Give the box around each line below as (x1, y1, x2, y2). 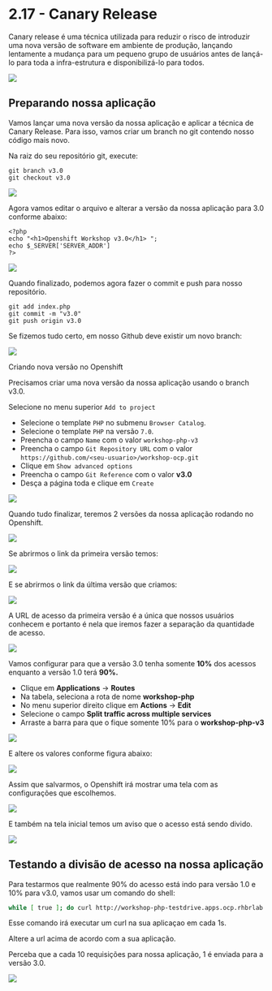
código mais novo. (8, 135, 71, 144)
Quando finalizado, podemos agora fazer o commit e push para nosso (8, 278, 243, 288)
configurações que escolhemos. (8, 788, 116, 798)
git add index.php (8, 302, 71, 311)
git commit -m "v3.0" (8, 309, 82, 317)
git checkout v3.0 (8, 174, 71, 182)
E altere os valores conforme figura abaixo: (8, 748, 153, 758)
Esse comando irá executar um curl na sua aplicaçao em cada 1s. (8, 918, 227, 928)
